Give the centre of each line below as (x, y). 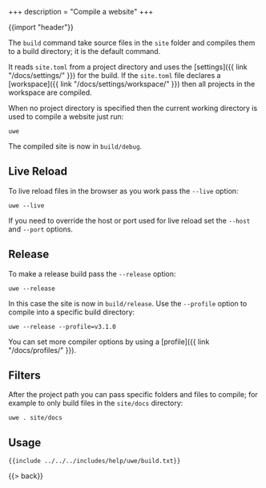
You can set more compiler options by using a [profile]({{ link (109, 342)
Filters (25, 376)
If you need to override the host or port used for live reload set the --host (129, 220)
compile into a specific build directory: (71, 312)
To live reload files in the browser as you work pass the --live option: (123, 191)
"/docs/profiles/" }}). (42, 350)
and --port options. (41, 229)
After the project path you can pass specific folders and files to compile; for (133, 395)
